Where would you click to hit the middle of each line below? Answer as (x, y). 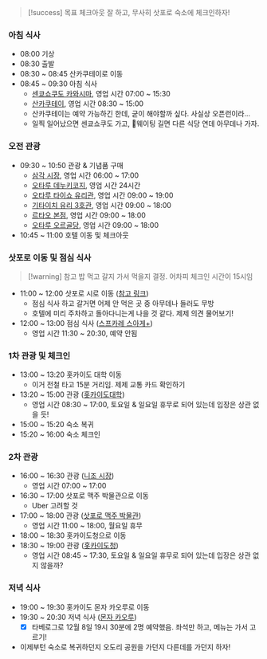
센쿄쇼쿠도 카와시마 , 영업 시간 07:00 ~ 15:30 (101, 94)
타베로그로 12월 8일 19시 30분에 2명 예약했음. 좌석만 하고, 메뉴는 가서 (140, 627)
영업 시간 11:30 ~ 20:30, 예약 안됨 (84, 333)
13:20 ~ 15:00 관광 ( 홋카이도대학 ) (72, 394)
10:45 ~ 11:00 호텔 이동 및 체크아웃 (74, 235)
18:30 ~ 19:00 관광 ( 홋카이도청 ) (69, 546)
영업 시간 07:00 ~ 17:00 (69, 486)
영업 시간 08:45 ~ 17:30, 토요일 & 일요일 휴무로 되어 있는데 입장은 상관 (141, 555)
